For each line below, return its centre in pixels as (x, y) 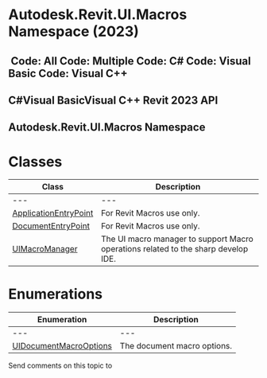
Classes (35, 162)
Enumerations (56, 294)
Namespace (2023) (74, 31)
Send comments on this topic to (60, 366)
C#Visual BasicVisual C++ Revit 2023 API (113, 100)
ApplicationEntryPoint (53, 213)
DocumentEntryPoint (51, 226)
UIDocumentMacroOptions (62, 346)
